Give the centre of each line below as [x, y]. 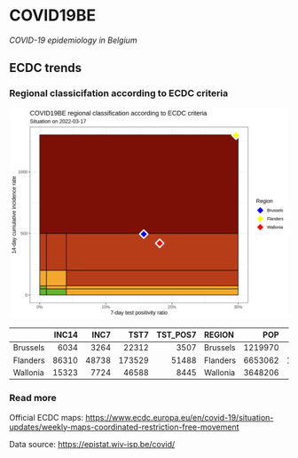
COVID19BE [52, 16]
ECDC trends [46, 68]
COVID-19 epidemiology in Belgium [73, 40]
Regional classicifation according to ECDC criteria [119, 93]
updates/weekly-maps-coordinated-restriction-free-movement [124, 427]
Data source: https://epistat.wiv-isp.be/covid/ [92, 444]
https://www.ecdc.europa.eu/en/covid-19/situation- [180, 417]
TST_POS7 [176, 335]
